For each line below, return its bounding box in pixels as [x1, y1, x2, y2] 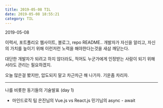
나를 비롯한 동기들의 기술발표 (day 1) [5, 87, 74, 93]
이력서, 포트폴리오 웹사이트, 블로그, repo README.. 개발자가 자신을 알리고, [5, 39, 147, 45]
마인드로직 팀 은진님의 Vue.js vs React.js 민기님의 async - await [12, 98, 136, 104]
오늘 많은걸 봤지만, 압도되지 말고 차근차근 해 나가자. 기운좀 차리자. [5, 72, 130, 78]
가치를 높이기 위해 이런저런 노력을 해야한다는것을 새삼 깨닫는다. [10, 46, 130, 52]
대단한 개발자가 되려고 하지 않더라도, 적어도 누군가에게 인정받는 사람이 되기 [5, 56, 147, 62]
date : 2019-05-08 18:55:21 [5, 12, 60, 17]
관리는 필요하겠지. [17, 62, 52, 68]
